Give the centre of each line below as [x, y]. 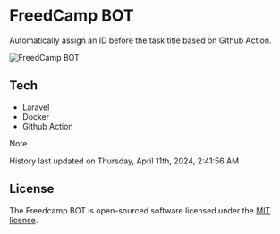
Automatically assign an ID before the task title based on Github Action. [140, 40]
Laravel [36, 107]
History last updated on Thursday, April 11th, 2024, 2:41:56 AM [124, 161]
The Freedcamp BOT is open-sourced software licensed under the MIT [140, 210]
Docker [36, 116]
